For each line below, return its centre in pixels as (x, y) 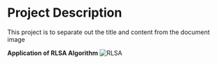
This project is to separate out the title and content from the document (108, 32)
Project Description (65, 13)
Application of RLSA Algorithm (52, 53)
